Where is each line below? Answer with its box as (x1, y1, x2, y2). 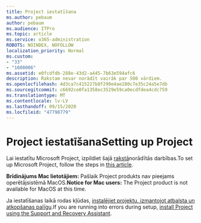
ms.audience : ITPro (6, 25, 55, 32)
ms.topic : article (6, 31, 52, 37)
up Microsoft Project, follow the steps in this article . (6, 161, 134, 168)
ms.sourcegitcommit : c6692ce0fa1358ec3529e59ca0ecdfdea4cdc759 (6, 87, 168, 93)
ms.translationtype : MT (6, 92, 66, 98)
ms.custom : (6, 53, 34, 59)
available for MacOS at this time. (6, 185, 86, 192)
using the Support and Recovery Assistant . (6, 210, 112, 217)
